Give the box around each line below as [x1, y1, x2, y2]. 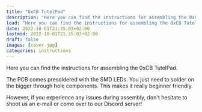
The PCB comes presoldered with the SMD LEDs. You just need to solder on [6, 75, 194, 83]
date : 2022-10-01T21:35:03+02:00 [6, 25, 90, 32]
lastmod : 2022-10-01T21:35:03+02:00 [6, 31, 98, 37]
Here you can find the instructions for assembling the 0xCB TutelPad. [6, 64, 178, 71]
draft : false [6, 37, 39, 43]
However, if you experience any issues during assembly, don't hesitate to [6, 93, 188, 101]
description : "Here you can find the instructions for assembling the [6, 14, 187, 20]
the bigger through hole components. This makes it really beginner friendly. [6, 82, 194, 89]
